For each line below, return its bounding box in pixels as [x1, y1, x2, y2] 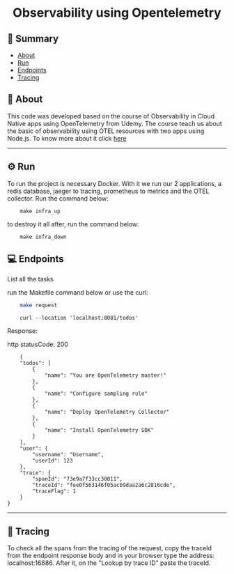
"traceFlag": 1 [32, 488, 77, 495]
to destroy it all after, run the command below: [7, 219, 139, 228]
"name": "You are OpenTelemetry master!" [44, 372, 167, 379]
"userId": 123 [32, 458, 73, 465]
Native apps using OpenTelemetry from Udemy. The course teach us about [7, 119, 223, 127]
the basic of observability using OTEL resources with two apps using [7, 127, 205, 135]
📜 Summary [7, 33, 59, 45]
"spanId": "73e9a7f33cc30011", [32, 476, 123, 483]
